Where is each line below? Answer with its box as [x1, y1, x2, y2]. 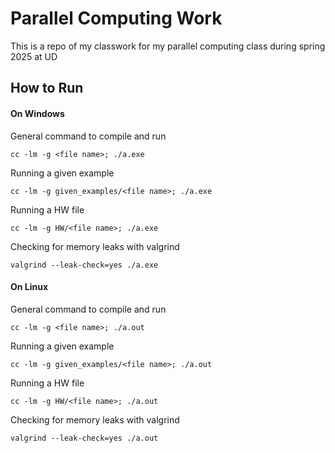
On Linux [10, 281, 49, 293]
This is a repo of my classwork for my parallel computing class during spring [10, 40, 326, 52]
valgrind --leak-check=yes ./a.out [10, 433, 159, 443]
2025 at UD [10, 50, 58, 62]
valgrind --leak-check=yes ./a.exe [10, 260, 159, 270]
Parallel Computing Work [10, 7, 223, 30]
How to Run [10, 80, 84, 97]
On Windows [10, 107, 65, 119]
